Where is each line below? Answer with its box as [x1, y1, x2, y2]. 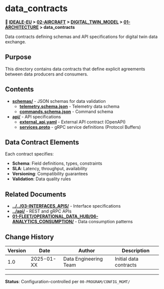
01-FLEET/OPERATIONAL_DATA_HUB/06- [12, 213, 99, 219]
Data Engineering [63, 255, 103, 262]
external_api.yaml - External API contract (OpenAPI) [19, 119, 126, 125]
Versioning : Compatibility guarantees [12, 171, 88, 177]
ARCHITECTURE [5, 24, 39, 30]
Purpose [5, 53, 32, 61]
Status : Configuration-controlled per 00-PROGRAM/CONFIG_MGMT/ [5, 279, 130, 284]
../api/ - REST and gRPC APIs [12, 208, 72, 214]
